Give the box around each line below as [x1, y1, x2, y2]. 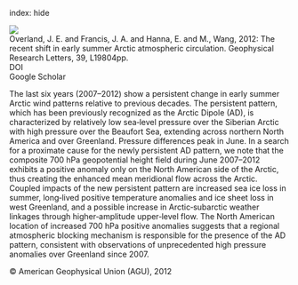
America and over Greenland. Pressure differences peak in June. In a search [9, 136, 289, 146]
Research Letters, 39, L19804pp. [9, 52, 129, 63]
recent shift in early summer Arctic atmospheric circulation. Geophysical [9, 44, 274, 53]
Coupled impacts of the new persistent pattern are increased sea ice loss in [9, 183, 286, 194]
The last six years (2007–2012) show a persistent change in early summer [9, 89, 280, 99]
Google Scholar [9, 71, 67, 82]
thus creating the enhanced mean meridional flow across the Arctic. [9, 173, 258, 184]
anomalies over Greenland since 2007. [9, 249, 149, 259]
